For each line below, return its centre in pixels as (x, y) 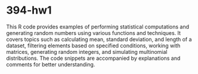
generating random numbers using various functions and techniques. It (93, 33)
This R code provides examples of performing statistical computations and (98, 27)
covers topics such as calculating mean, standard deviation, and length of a (99, 39)
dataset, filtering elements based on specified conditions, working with (93, 46)
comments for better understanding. (51, 64)
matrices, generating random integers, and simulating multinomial (87, 52)
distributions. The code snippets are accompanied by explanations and (93, 58)
